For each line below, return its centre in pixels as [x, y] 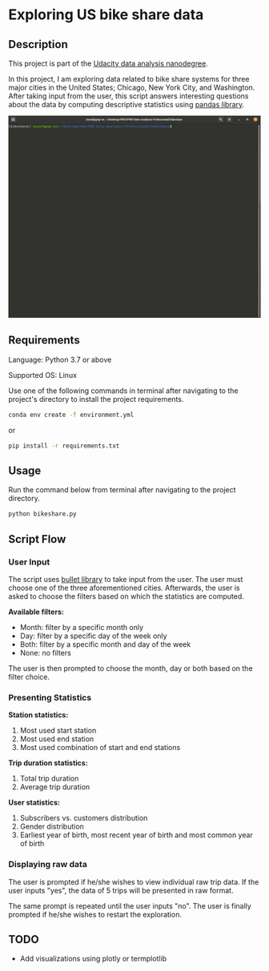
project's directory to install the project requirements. [96, 399]
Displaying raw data [48, 865]
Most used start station [58, 731]
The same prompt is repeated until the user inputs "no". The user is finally [130, 905]
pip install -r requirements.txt [64, 446]
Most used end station [57, 739]
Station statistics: [38, 715]
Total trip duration [49, 779]
